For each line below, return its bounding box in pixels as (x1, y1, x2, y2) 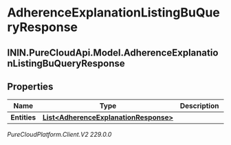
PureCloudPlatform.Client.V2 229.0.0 (7, 131, 112, 139)
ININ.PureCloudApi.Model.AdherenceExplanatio (7, 47, 219, 58)
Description (179, 101, 219, 111)
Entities (10, 113, 36, 122)
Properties (7, 80, 54, 92)
